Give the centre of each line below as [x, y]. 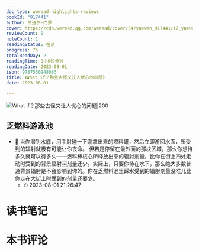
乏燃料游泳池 [30, 126]
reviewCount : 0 [25, 34]
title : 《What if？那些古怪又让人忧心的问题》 [57, 77]
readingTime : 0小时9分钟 [35, 61]
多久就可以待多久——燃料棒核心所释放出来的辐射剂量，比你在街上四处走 [103, 156]
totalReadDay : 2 [26, 56]
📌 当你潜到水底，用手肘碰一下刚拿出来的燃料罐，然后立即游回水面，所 [100, 141]
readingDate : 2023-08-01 [37, 66]
